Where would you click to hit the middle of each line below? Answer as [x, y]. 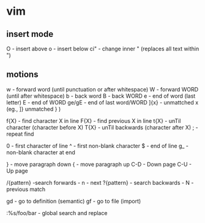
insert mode [30, 34]
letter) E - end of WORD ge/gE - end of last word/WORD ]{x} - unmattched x [102, 102]
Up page [17, 171]
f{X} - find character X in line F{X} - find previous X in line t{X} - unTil [94, 120]
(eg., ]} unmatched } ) [34, 109]
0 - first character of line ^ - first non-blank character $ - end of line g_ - [97, 146]
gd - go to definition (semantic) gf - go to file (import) [74, 201]
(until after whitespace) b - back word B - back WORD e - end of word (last [101, 96]
